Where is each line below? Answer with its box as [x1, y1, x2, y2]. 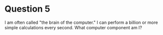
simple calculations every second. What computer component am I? [4, 24, 142, 30]
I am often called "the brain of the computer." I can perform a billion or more [4, 19, 158, 25]
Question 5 [4, 3, 51, 15]
